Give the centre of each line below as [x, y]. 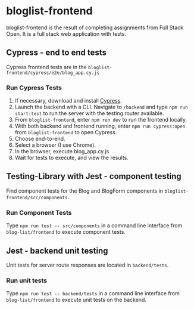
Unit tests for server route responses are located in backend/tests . [87, 265]
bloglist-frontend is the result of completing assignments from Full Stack [95, 27]
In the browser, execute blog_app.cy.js [62, 152]
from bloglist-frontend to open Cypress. [66, 132]
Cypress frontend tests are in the [47, 67]
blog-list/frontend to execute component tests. [66, 232]
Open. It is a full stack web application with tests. [66, 33]
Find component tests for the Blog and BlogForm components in [85, 191]
